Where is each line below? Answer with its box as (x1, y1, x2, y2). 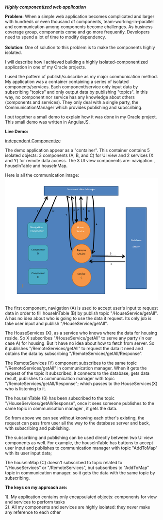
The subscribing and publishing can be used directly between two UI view (5, 435, 153, 440)
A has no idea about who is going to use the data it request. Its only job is (5, 316, 152, 321)
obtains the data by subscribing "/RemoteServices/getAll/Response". (5, 351, 143, 356)
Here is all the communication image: (5, 172, 79, 178)
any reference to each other (5, 509, 61, 515)
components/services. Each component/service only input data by (5, 84, 138, 89)
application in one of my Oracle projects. (5, 64, 86, 70)
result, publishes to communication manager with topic (5, 376, 115, 381)
